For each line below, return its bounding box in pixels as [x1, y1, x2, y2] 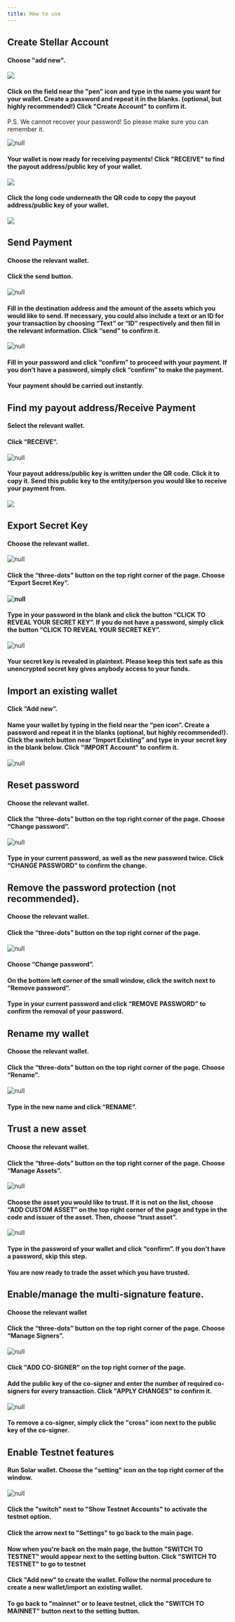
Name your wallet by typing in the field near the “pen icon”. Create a [7, 721, 210, 729]
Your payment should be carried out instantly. [7, 381, 144, 390]
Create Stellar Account [7, 37, 109, 48]
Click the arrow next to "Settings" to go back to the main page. [7, 1529, 194, 1537]
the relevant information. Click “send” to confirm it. [7, 326, 161, 334]
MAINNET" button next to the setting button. [7, 1607, 140, 1615]
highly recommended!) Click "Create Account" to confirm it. [7, 102, 187, 110]
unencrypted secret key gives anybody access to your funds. [7, 665, 191, 673]
